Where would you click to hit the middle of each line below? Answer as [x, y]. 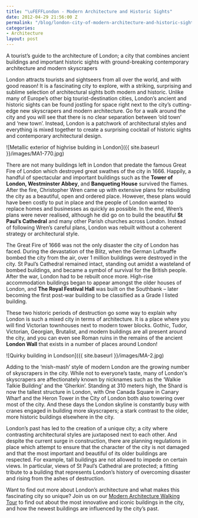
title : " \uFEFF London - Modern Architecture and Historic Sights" [89, 11]
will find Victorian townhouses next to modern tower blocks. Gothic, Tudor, [97, 325]
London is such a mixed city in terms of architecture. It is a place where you [98, 319]
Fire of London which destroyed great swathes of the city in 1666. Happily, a [99, 171]
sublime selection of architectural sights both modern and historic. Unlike [95, 92]
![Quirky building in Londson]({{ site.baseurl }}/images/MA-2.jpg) [85, 356]
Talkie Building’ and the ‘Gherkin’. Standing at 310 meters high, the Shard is [97, 386]
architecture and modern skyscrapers [52, 68]
